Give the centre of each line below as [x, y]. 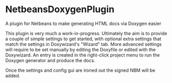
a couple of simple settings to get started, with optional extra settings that [83, 39]
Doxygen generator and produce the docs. [50, 60]
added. [13, 75]
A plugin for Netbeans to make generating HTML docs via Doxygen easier [83, 23]
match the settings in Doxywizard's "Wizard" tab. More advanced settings [83, 44]
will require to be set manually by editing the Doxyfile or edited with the [81, 49]
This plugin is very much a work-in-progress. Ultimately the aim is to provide [86, 33]
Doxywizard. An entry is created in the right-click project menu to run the [83, 55]
